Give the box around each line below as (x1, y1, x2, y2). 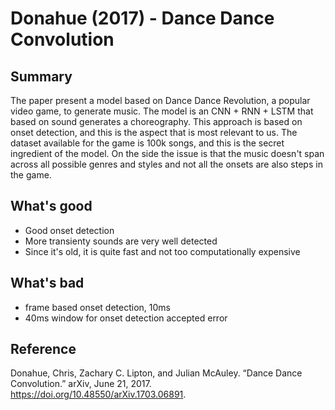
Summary (10, 68, 73, 85)
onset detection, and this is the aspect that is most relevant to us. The (10, 127, 298, 138)
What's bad (10, 275, 85, 292)
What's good (10, 198, 93, 215)
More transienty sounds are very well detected (24, 235, 218, 247)
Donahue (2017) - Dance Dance (10, 7, 275, 30)
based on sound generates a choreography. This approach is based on (10, 116, 303, 127)
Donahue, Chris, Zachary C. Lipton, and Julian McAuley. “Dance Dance (10, 367, 303, 379)
